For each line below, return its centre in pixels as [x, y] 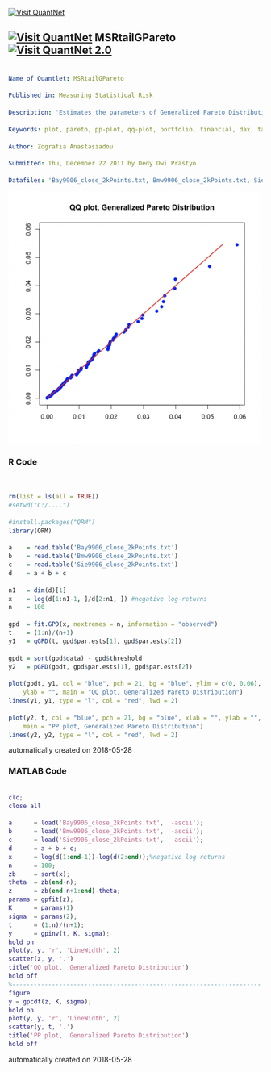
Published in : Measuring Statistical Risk [81, 96]
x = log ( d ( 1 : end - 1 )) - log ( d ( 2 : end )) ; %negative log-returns [117, 857]
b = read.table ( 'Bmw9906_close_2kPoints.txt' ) [94, 557]
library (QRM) [30, 531]
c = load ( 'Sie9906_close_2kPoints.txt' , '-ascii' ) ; [106, 840]
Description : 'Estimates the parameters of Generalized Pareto [117, 113]
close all [25, 806]
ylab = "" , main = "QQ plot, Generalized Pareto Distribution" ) [133, 692]
